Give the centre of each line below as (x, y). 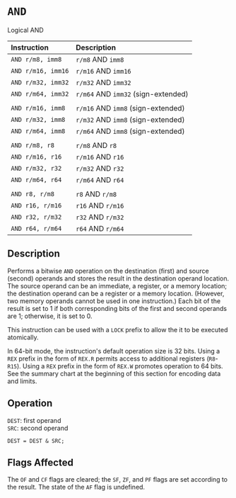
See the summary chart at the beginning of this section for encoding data (114, 373)
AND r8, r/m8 (33, 194)
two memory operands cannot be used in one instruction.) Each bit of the (114, 301)
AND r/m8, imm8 (36, 59)
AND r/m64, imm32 (40, 94)
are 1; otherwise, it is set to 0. (50, 316)
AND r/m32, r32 (36, 168)
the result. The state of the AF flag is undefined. (76, 487)
